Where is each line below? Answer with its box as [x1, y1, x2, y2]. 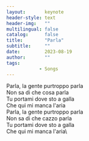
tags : [6, 60, 20, 66]
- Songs [38, 65, 59, 72]
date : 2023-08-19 [6, 49, 72, 55]
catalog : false [6, 32, 59, 38]
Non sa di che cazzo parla [6, 115, 72, 122]
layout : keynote [6, 9, 64, 15]
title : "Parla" [6, 37, 64, 43]
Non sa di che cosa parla [6, 89, 69, 96]
